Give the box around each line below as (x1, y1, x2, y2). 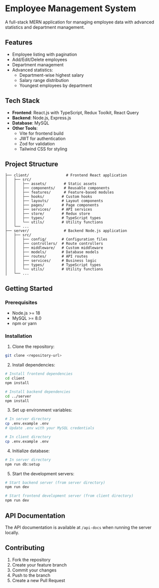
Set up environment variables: (12, 407, 72, 413)
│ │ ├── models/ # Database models (5, 250, 99, 255)
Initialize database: (12, 447, 50, 454)
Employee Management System (5, 3, 136, 14)
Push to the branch (12, 572, 51, 578)
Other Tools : (12, 125, 38, 131)
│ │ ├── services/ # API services (5, 207, 92, 212)
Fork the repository (12, 557, 51, 563)
